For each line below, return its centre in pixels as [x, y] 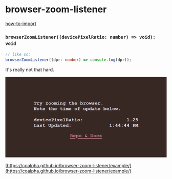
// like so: [18, 55]
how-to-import [21, 24]
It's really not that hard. [30, 70]
